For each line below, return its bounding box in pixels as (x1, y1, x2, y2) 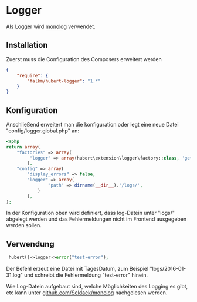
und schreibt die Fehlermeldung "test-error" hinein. (24, 271, 148, 278)
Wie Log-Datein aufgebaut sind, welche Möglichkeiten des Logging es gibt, (6, 283, 188, 290)
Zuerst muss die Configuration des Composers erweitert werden (6, 55, 162, 62)
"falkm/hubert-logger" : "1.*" (27, 78, 101, 84)
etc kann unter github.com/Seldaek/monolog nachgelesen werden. (6, 289, 168, 296)
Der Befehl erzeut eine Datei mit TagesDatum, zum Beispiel (6, 266, 149, 273)
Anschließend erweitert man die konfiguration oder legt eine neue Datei (6, 121, 179, 128)
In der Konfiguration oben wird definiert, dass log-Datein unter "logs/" (6, 210, 175, 217)
